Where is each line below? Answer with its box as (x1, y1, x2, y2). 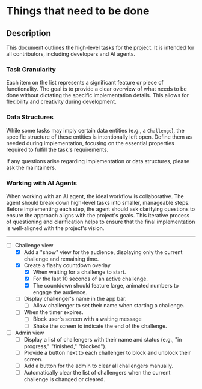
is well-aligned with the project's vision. (6, 224, 105, 232)
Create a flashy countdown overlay (23, 262, 111, 269)
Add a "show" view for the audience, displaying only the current (23, 248, 183, 256)
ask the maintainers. (6, 164, 57, 171)
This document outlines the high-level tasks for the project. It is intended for (6, 44, 195, 51)
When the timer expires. (23, 309, 84, 316)
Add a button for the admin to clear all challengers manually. (23, 362, 173, 369)
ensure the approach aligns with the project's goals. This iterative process (6, 211, 190, 219)
